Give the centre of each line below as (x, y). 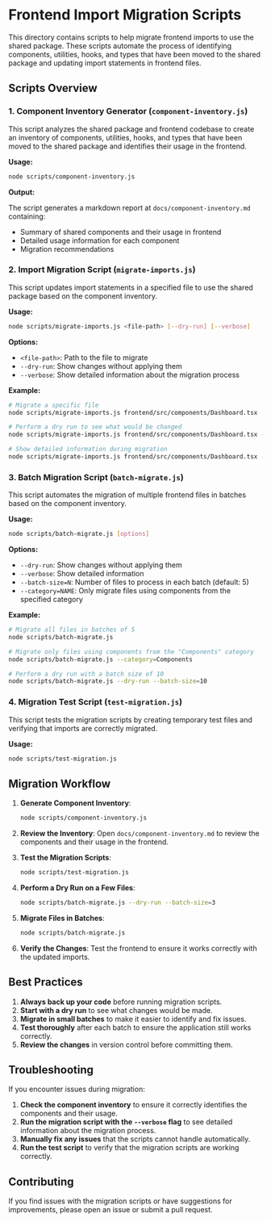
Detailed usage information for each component (100, 241)
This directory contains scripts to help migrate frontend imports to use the (131, 37)
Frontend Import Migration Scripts (125, 15)
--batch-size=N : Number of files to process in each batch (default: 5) (135, 582)
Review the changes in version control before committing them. (126, 1044)
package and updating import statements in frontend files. (105, 63)
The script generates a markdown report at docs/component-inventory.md (129, 207)
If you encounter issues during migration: (77, 1089)
